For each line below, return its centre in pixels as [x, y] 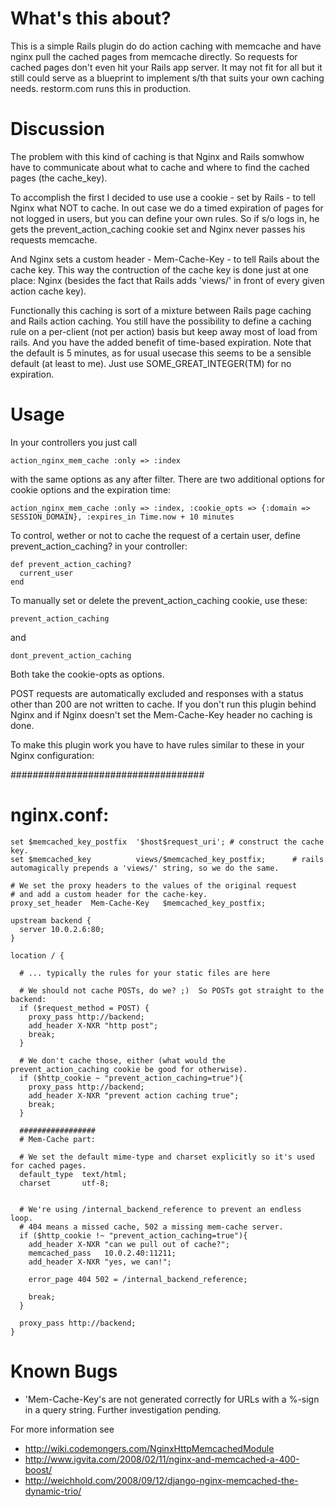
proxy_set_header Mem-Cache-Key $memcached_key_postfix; [138, 903]
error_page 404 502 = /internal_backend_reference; [138, 1279]
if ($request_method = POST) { [84, 1008]
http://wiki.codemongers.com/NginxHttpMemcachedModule [149, 1448]
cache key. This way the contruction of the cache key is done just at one [159, 269]
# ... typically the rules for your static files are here [145, 973]
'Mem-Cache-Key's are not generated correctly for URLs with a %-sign [172, 1399]
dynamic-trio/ [53, 1491]
